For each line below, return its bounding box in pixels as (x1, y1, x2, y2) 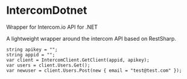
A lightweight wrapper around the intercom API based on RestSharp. (6, 35, 177, 42)
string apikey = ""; (6, 46, 59, 53)
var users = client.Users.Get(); (6, 62, 90, 68)
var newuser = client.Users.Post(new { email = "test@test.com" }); (6, 67, 182, 74)
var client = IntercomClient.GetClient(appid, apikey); (6, 57, 150, 63)
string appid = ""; (6, 51, 55, 57)
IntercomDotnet (6, 4, 87, 17)
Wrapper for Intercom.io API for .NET (6, 23, 98, 31)
